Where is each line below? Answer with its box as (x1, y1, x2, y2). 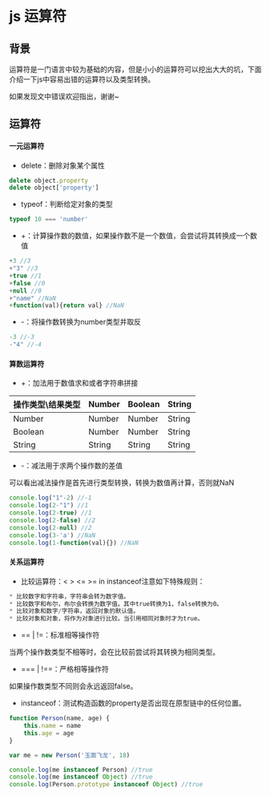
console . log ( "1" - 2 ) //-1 (9, 494, 92, 502)
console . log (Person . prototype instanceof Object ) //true (9, 781, 204, 789)
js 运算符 (9, 7, 66, 26)
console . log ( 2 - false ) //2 (9, 516, 95, 524)
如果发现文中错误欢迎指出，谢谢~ (9, 91, 119, 101)
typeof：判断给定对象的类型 (20, 200, 113, 209)
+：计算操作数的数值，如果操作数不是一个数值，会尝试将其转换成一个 (20, 231, 251, 240)
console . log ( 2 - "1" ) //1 (9, 502, 89, 510)
